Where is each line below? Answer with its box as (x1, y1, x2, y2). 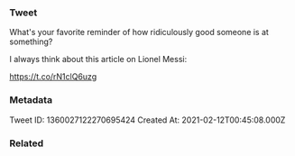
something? (9, 36, 53, 47)
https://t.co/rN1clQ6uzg (9, 71, 97, 82)
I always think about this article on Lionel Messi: (9, 54, 188, 65)
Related (9, 137, 44, 150)
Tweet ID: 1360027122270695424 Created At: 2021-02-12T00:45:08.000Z (9, 115, 286, 125)
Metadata (9, 94, 52, 106)
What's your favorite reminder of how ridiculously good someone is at (9, 27, 269, 38)
